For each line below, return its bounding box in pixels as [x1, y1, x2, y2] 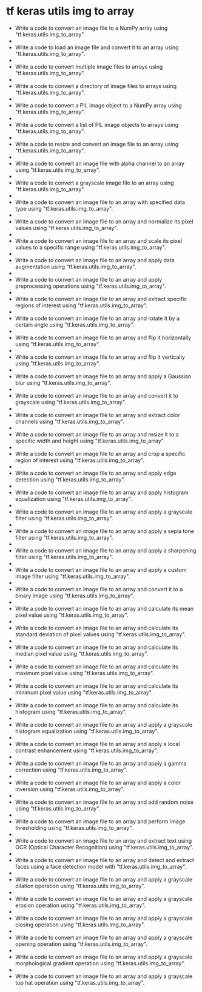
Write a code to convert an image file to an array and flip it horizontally [15, 334, 192, 341]
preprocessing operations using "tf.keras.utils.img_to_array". [15, 282, 166, 290]
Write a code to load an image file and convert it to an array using [15, 44, 179, 51]
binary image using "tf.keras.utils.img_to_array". [15, 592, 135, 599]
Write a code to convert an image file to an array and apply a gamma [15, 759, 187, 767]
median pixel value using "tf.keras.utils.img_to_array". [15, 650, 149, 657]
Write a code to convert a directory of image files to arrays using [15, 82, 177, 89]
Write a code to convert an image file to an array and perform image [15, 818, 186, 825]
